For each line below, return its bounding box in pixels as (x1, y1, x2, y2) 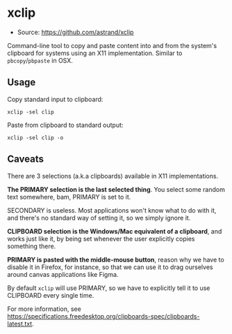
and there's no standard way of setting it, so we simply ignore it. (7, 213, 191, 222)
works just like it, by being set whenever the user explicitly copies (7, 234, 195, 243)
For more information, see (7, 305, 81, 313)
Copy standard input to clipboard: (7, 95, 103, 103)
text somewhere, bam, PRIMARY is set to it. (7, 192, 131, 201)
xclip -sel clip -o (7, 134, 64, 141)
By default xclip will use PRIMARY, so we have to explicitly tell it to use (7, 284, 210, 292)
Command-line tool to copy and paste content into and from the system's (7, 41, 217, 50)
